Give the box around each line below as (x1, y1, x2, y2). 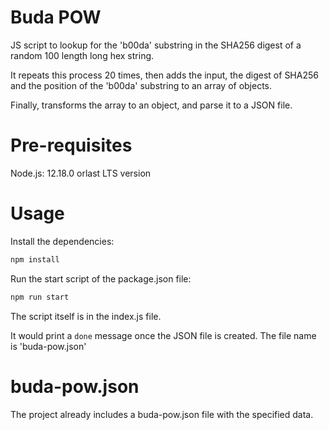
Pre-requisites (10, 134, 133, 157)
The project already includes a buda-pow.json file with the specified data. (10, 408, 314, 420)
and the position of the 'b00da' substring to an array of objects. (10, 79, 273, 91)
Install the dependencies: (10, 235, 115, 247)
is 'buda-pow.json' (10, 340, 87, 352)
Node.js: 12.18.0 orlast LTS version (10, 167, 152, 179)
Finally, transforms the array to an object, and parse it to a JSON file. (10, 99, 293, 111)
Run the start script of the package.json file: (10, 272, 192, 285)
